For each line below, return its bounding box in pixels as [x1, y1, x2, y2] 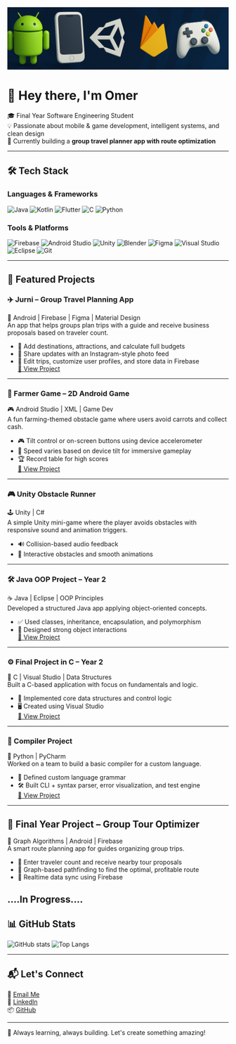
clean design [7, 129, 45, 138]
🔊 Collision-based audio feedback [17, 540, 119, 548]
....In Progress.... [7, 893, 83, 906]
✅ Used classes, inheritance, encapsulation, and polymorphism [17, 617, 202, 626]
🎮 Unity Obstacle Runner [7, 489, 96, 499]
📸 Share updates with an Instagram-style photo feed [17, 349, 169, 358]
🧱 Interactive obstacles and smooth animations [17, 550, 153, 558]
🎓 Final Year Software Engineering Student [7, 112, 134, 120]
